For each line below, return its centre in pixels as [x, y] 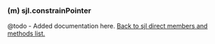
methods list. [26, 33]
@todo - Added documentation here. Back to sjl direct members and [107, 26]
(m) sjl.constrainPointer [49, 11]
